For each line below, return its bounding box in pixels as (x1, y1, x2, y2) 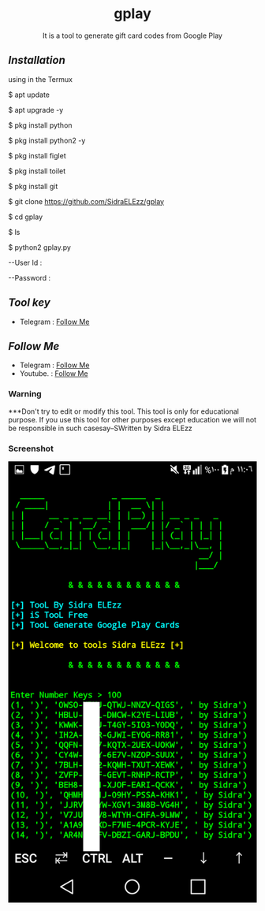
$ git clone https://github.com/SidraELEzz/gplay (8, 196, 164, 206)
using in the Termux (8, 74, 73, 84)
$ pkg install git (8, 181, 58, 191)
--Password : (8, 273, 51, 282)
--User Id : (8, 258, 43, 267)
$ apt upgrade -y (8, 105, 64, 114)
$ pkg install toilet (8, 166, 66, 176)
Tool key (8, 296, 51, 310)
